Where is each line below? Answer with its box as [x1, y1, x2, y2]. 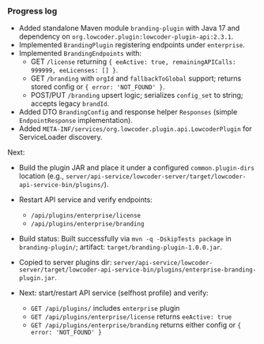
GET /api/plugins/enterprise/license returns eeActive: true [30, 312, 232, 321]
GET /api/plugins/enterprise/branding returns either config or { [30, 320, 242, 330]
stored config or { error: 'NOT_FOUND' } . [30, 82, 165, 92]
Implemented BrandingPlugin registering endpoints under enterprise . [18, 40, 246, 50]
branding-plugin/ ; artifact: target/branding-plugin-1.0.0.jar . [18, 242, 223, 252]
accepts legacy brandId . [30, 99, 110, 108]
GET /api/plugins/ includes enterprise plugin [30, 304, 180, 313]
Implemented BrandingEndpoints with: [18, 49, 142, 58]
